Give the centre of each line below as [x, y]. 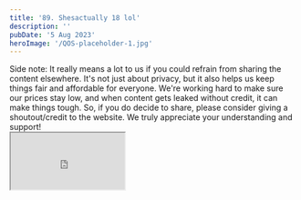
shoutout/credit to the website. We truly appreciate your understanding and [151, 117]
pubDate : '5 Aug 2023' [52, 35]
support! [26, 127]
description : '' [40, 26]
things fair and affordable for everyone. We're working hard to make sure [146, 88]
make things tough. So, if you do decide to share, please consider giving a [149, 108]
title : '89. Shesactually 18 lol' [75, 18]
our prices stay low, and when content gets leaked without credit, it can [144, 98]
